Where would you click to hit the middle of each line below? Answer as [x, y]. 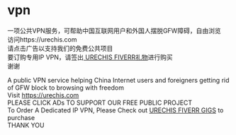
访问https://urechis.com [42, 39]
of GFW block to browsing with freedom [66, 88]
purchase [21, 117]
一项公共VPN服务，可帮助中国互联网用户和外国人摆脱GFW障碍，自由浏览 [114, 30]
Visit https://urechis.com [43, 95]
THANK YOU [26, 125]
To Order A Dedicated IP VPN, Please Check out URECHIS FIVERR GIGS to [116, 110]
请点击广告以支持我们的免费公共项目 [60, 48]
